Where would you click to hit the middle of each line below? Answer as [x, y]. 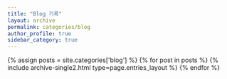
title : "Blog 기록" [35, 14]
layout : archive [31, 20]
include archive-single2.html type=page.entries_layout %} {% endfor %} [114, 68]
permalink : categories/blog [49, 27]
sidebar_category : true [43, 40]
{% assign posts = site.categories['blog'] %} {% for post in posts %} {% [113, 60]
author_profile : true [39, 34]
